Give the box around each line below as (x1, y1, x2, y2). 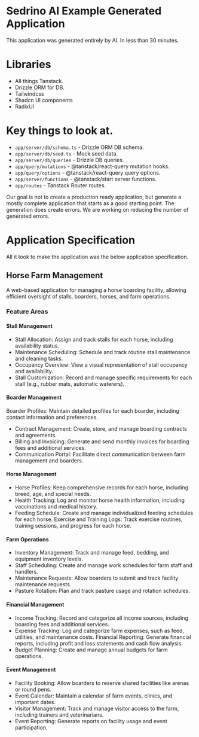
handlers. (14, 568, 39, 575)
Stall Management (6, 322, 53, 330)
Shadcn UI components (14, 96, 73, 103)
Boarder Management (6, 394, 62, 401)
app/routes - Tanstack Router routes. (14, 181, 106, 189)
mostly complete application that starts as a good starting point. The (6, 199, 174, 207)
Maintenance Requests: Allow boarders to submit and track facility (14, 574, 179, 581)
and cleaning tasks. (14, 355, 63, 362)
